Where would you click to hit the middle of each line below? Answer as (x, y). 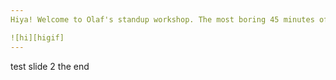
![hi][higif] (37, 37)
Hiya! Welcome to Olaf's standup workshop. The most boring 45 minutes (162, 19)
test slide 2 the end (50, 66)
